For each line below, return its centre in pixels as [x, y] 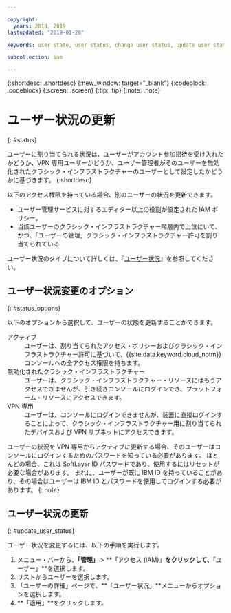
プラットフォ [204, 389]
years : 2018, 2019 [40, 26]
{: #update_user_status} [41, 531]
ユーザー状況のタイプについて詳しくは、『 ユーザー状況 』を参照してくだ [108, 259]
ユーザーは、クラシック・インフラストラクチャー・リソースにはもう [120, 380]
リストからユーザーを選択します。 [65, 576]
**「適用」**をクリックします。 [62, 603]
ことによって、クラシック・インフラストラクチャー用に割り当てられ [126, 423]
